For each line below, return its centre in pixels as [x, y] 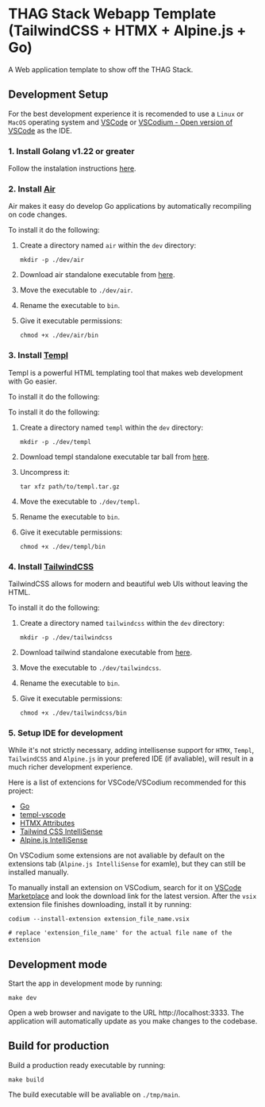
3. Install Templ [38, 356]
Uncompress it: [44, 472]
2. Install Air [32, 189]
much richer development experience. [71, 767]
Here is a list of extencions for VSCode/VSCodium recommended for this [127, 782]
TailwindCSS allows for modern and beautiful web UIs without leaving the [128, 584]
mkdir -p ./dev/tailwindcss [66, 637]
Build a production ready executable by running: [87, 1065]
